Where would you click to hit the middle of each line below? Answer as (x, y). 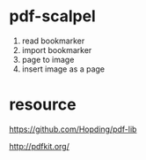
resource (43, 105)
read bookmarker (53, 41)
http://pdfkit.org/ (40, 146)
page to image (48, 59)
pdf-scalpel (53, 16)
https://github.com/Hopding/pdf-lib (73, 129)
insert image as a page (63, 69)
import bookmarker (57, 50)
